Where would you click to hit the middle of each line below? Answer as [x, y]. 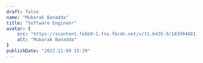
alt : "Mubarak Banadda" [47, 40]
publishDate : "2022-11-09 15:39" [48, 51]
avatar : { [19, 28]
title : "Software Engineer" [42, 23]
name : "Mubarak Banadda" [37, 17]
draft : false [23, 12]
